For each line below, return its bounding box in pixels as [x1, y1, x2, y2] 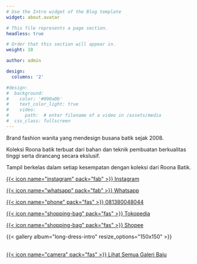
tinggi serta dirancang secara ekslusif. [6, 152, 100, 159]
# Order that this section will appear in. [6, 41, 116, 48]
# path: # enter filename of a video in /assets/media [6, 113, 162, 119]
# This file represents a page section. [6, 25, 109, 31]
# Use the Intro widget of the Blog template [6, 8, 121, 15]
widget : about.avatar [6, 14, 60, 20]
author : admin [6, 58, 42, 64]
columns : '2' [11, 74, 44, 80]
